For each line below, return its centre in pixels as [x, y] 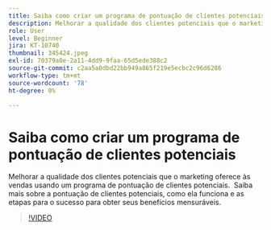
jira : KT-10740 [34, 46]
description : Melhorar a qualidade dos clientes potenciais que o [122, 23]
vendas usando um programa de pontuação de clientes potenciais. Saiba [131, 185]
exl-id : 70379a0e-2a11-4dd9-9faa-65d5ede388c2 [88, 61]
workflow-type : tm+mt [45, 76]
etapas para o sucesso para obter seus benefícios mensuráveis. [115, 203]
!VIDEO [40, 218]
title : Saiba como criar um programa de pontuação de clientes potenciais [137, 16]
